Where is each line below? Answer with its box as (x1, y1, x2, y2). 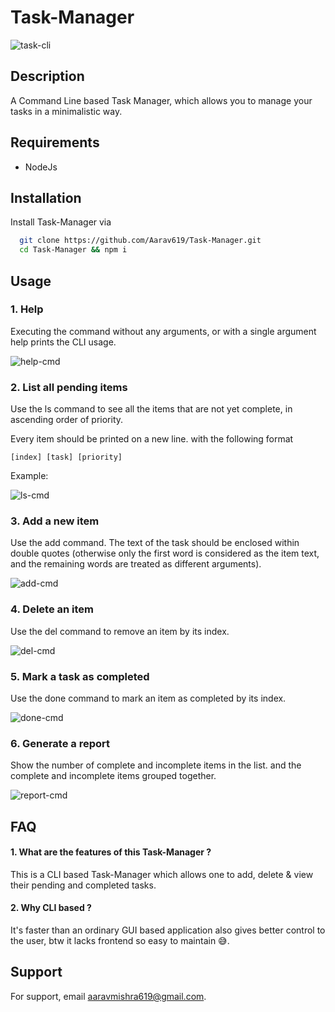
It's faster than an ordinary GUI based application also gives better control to (10, 924, 326, 936)
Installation (10, 189, 82, 206)
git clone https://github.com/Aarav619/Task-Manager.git (19, 236, 262, 246)
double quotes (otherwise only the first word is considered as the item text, (10, 547, 320, 560)
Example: (10, 470, 49, 482)
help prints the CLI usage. (10, 336, 117, 348)
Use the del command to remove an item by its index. (10, 625, 230, 637)
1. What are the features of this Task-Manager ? (10, 846, 212, 858)
